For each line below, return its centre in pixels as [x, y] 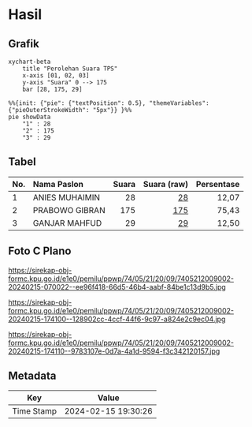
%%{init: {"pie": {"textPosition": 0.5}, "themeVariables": [109, 103]
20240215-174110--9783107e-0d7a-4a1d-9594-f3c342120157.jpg [114, 351]
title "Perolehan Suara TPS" [70, 69]
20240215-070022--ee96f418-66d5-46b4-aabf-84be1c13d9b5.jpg [117, 287]
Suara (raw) [166, 184]
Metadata [32, 376]
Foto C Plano [40, 251]
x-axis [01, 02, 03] [56, 76]
